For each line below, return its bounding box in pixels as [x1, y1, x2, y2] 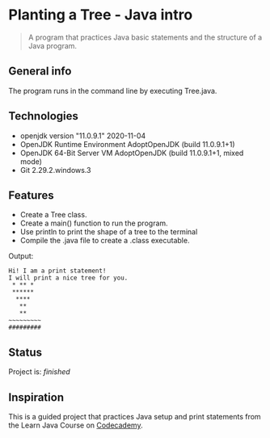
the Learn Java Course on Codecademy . [8, 420, 143, 430]
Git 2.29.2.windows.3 [19, 165, 91, 175]
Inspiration [8, 390, 65, 404]
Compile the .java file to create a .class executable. [19, 236, 190, 246]
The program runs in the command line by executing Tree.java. [8, 86, 217, 95]
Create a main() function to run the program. [19, 218, 168, 228]
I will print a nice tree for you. [8, 274, 129, 282]
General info [8, 65, 72, 78]
